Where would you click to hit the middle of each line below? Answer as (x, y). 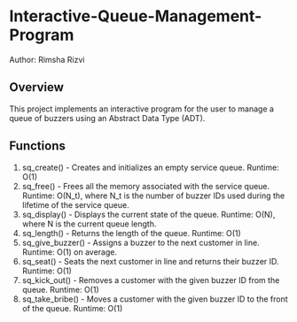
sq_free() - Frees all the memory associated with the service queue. (146, 186)
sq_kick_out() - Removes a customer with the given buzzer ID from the (151, 280)
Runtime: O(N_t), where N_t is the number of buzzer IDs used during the (153, 195)
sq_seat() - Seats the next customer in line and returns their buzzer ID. (150, 261)
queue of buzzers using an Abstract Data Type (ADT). (107, 118)
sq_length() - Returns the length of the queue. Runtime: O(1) (131, 233)
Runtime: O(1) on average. (70, 252)
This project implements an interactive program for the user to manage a (142, 109)
